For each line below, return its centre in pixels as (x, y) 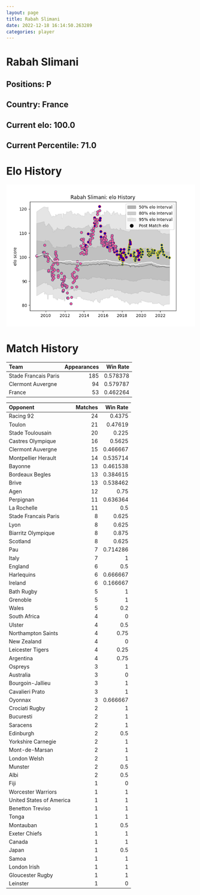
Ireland (17, 583)
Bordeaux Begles (30, 475)
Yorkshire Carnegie (33, 742)
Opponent (22, 408)
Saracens (20, 725)
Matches (87, 408)
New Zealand (25, 642)
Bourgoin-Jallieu (30, 683)
